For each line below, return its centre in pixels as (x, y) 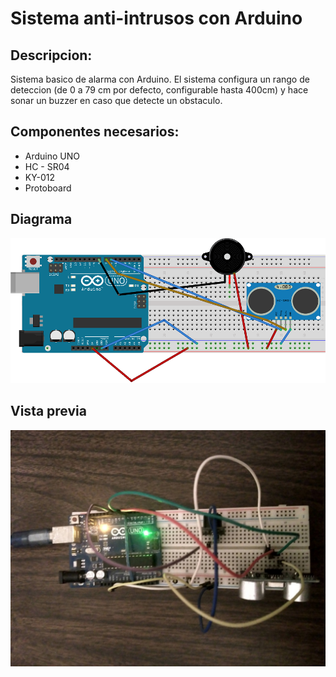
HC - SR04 (47, 166)
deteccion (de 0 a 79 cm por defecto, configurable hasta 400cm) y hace (159, 90)
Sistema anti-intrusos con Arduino (156, 18)
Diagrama (41, 219)
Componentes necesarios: (95, 132)
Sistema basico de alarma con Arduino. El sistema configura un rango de (160, 79)
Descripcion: (51, 55)
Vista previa (48, 411)
